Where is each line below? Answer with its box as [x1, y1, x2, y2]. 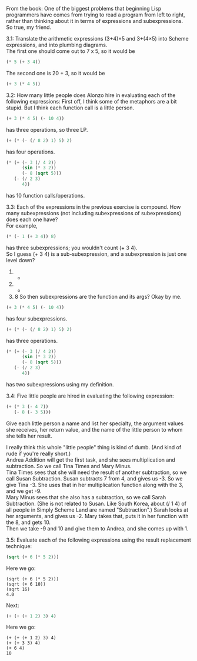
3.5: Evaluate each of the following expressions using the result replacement [6, 536, 191, 543]
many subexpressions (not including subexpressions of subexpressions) [6, 209, 182, 216]
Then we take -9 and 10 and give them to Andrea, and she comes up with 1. [6, 525, 189, 532]
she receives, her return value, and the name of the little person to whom [6, 426, 183, 433]
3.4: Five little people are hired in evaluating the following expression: [6, 392, 174, 399]
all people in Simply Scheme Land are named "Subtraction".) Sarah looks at [6, 506, 189, 513]
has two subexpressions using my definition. [6, 380, 114, 388]
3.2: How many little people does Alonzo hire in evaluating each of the [6, 91, 176, 99]
